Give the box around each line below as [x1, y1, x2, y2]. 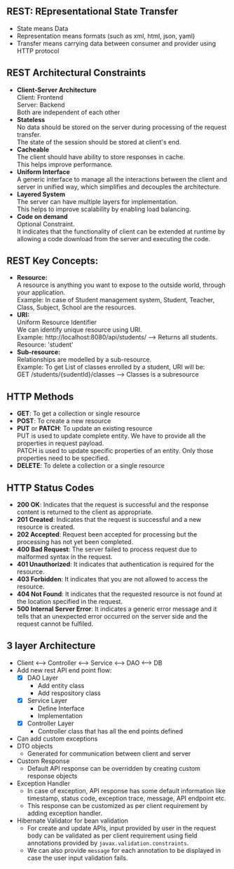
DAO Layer [27, 673, 59, 682]
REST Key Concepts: [6, 255, 99, 267]
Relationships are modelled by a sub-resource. [16, 356, 152, 364]
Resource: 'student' [16, 340, 74, 349]
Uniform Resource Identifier [16, 318, 97, 327]
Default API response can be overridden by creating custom [27, 764, 201, 773]
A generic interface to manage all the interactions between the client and [16, 175, 228, 183]
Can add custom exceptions [16, 734, 98, 743]
